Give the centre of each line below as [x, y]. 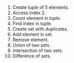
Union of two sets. [31, 45]
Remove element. [30, 40]
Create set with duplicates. [40, 29]
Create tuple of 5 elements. [41, 7]
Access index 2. [29, 13]
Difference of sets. [32, 56]
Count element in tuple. [37, 18]
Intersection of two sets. [38, 51]
